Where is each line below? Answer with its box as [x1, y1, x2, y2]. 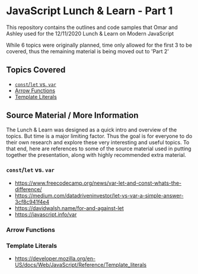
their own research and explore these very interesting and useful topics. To [6, 138, 190, 146]
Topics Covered [6, 65, 66, 75]
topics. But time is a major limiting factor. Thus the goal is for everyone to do [6, 132, 193, 140]
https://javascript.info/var [14, 211, 77, 218]
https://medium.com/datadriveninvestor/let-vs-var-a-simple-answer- [14, 192, 184, 199]
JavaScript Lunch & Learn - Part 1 [6, 4, 173, 18]
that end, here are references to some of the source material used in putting [6, 145, 191, 152]
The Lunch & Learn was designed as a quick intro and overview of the [6, 126, 177, 133]
